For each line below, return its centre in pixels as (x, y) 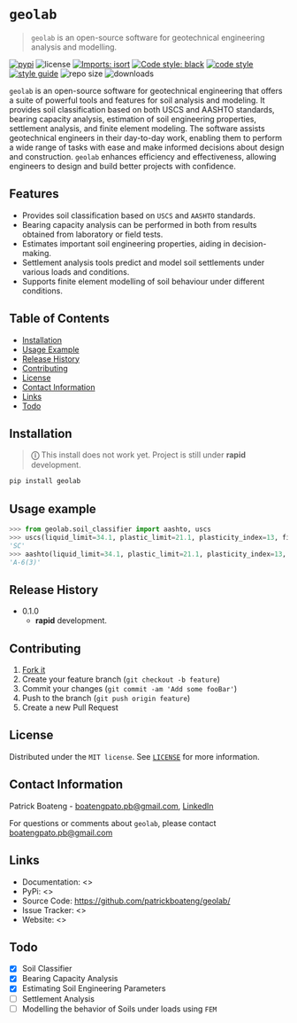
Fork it (34, 670)
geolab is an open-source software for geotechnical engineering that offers (146, 90)
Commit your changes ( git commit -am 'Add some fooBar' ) (129, 689)
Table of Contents (60, 319)
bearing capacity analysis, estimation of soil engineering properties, (133, 119)
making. (36, 253)
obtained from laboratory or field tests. (92, 234)
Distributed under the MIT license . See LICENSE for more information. (135, 756)
